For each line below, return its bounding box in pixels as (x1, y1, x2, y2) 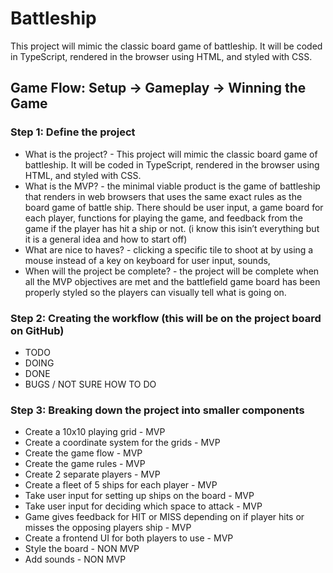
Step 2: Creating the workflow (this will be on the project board (10, 311, 322, 325)
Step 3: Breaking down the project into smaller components (10, 403, 305, 417)
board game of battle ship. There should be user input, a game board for (24, 201, 324, 213)
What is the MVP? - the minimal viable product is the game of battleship (24, 180, 321, 192)
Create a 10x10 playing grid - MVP (24, 426, 166, 438)
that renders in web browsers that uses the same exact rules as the (24, 190, 303, 202)
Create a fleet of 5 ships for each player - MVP (24, 479, 218, 491)
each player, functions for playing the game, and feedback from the (24, 212, 303, 224)
